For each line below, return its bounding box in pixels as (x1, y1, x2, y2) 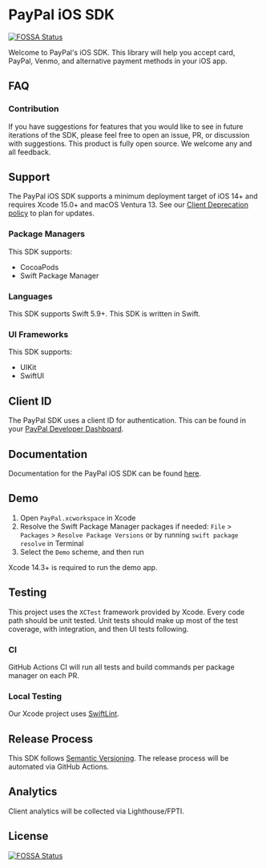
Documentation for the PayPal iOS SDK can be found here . (8, 468, 202, 478)
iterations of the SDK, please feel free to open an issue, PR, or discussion (8, 130, 250, 139)
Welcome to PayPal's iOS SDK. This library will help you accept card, (8, 47, 236, 57)
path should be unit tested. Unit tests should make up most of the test (8, 615, 239, 625)
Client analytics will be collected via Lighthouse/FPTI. (8, 806, 184, 816)
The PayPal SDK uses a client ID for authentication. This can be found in (8, 416, 247, 425)
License (8, 830, 49, 843)
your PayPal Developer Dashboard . (8, 424, 124, 434)
